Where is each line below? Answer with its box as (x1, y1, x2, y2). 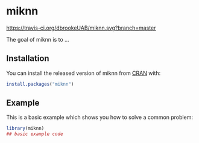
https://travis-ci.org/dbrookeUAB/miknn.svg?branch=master (6, 24, 156, 31)
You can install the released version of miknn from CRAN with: (6, 69, 161, 77)
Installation (6, 53, 49, 64)
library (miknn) (6, 126, 45, 132)
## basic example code (6, 131, 63, 137)
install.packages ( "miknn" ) (6, 81, 74, 87)
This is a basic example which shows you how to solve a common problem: (6, 113, 193, 121)
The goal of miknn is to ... (6, 36, 69, 43)
